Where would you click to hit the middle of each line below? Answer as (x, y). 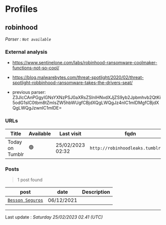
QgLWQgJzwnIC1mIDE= (37, 108)
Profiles (21, 9)
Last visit (70, 133)
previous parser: (29, 92)
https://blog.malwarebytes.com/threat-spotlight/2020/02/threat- (78, 77)
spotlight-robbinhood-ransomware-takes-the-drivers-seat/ (72, 83)
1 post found (30, 180)
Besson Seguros (25, 200)
